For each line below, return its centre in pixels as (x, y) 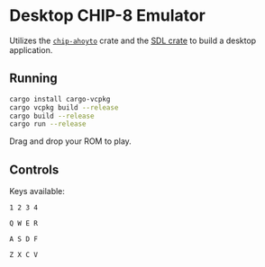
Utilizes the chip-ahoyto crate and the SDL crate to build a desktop (133, 40)
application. (31, 49)
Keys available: (37, 191)
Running (34, 79)
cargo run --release (48, 124)
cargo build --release (52, 116)
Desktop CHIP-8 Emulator (107, 16)
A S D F (24, 239)
